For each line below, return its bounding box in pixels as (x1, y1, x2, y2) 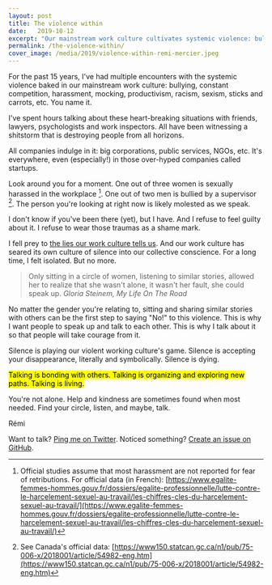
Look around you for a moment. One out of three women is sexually (8, 179, 233, 189)
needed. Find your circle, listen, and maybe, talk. (8, 403, 171, 413)
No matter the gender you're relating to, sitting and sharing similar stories (8, 304, 253, 314)
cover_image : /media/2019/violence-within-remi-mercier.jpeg (8, 49, 219, 57)
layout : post (8, 11, 53, 20)
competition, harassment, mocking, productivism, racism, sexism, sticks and (8, 89, 263, 98)
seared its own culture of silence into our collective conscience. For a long (8, 248, 257, 257)
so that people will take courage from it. (8, 330, 142, 340)
